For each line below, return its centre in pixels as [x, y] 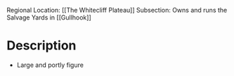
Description [41, 46]
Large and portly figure [50, 65]
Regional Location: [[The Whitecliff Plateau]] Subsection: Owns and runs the [117, 10]
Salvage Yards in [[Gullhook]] [49, 17]
